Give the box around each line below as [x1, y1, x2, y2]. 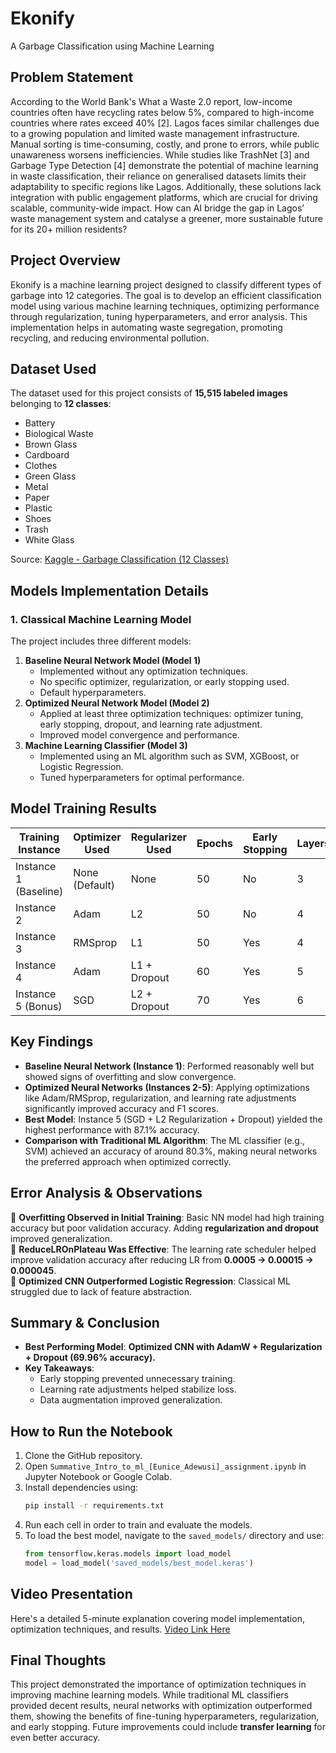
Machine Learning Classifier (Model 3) [24, 740, 188, 752]
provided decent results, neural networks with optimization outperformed [10, 1700, 313, 1712]
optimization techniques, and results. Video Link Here [10, 1623, 231, 1635]
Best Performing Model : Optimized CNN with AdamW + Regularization [24, 1341, 323, 1353]
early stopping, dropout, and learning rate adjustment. [39, 718, 263, 731]
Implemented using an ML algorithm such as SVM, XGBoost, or [39, 750, 300, 762]
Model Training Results [10, 800, 158, 817]
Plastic [24, 502, 53, 514]
